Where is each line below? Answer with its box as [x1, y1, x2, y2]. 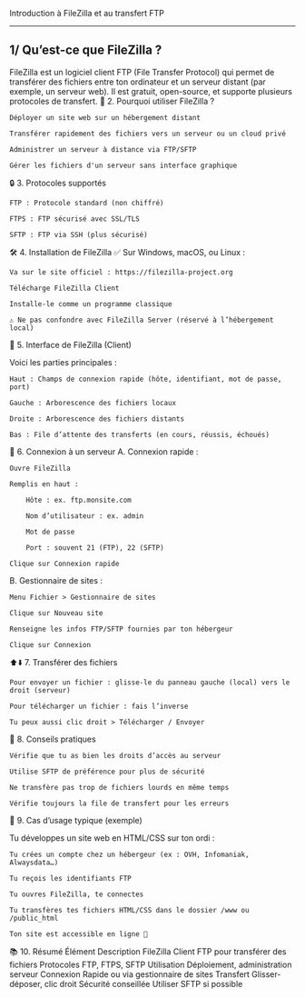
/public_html [9, 913, 59, 923]
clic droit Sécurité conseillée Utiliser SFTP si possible [44, 978, 243, 989]
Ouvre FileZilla [9, 464, 71, 473]
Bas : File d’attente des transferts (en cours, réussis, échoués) [9, 430, 271, 439]
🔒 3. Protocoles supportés [9, 177, 107, 188]
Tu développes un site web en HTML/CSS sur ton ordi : [9, 832, 215, 843]
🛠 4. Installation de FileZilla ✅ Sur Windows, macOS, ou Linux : [9, 246, 246, 257]
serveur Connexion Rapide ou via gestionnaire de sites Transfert [9, 968, 250, 980]
